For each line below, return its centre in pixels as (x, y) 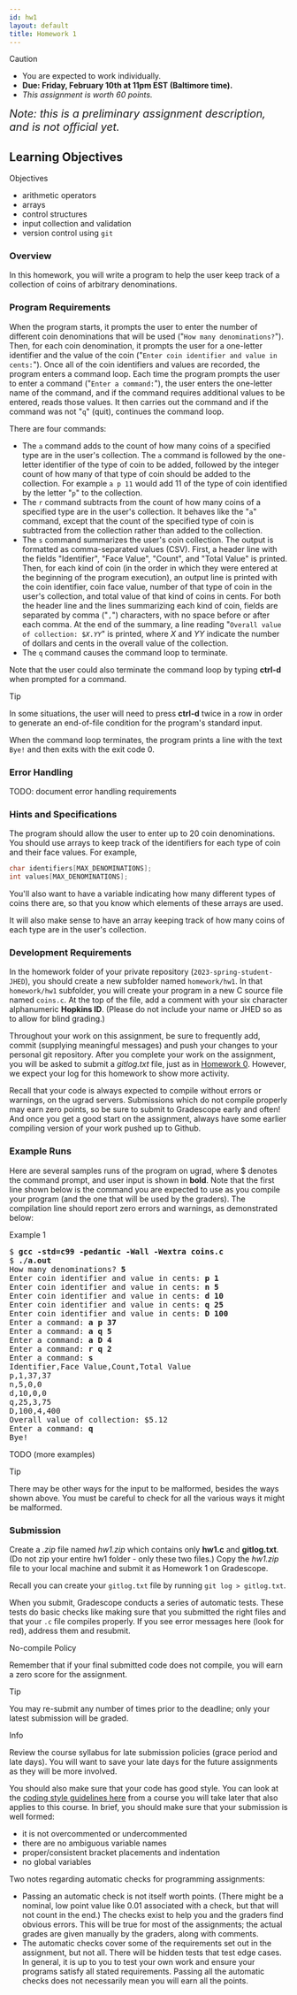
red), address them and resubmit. (70, 1631)
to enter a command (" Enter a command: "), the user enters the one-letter (141, 383)
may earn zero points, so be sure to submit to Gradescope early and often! (145, 1109)
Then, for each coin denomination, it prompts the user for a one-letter (136, 345)
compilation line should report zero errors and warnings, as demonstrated (144, 1208)
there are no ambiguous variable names (94, 1843)
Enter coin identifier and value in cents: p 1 (114, 1278)
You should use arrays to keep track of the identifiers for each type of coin (145, 843)
